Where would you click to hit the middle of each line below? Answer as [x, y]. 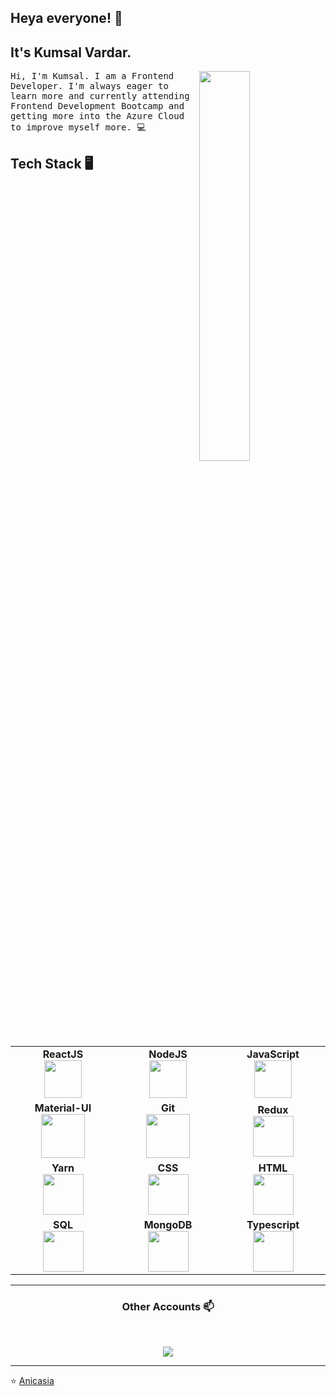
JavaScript [273, 1054]
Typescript [273, 1225]
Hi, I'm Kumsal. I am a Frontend [92, 76]
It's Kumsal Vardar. [71, 52]
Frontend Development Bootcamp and [97, 106]
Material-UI [63, 1108]
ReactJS [63, 1054]
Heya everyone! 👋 [66, 18]
